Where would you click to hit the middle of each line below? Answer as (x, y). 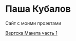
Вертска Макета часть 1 (31, 33)
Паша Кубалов (38, 9)
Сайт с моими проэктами (33, 23)
